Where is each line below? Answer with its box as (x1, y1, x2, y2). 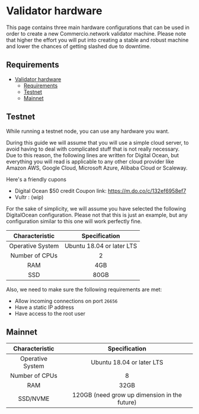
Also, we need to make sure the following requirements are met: (6, 286, 162, 293)
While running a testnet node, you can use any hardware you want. (6, 128, 170, 135)
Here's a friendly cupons (6, 176, 67, 183)
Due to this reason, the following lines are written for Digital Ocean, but (6, 151, 179, 158)
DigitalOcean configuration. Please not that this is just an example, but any (6, 211, 188, 218)
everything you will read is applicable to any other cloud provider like (6, 158, 175, 165)
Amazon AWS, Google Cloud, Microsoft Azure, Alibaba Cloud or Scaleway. (6, 164, 188, 171)
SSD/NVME (18, 394, 50, 403)
